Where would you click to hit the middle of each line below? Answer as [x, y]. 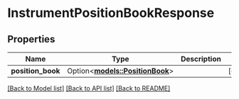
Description [201, 59]
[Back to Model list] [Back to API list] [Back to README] [89, 88]
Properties [31, 39]
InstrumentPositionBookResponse [111, 13]
